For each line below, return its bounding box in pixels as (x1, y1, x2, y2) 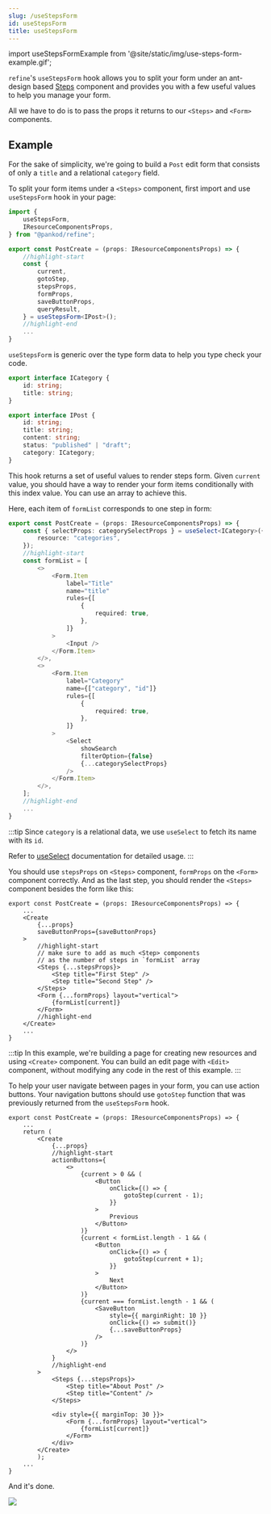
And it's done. (8, 1481, 55, 1491)
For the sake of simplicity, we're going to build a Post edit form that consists (8, 159, 261, 170)
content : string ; (23, 434, 81, 442)
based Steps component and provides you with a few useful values (32, 82, 256, 91)
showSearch (80, 744, 117, 752)
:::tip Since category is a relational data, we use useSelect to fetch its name (8, 826, 256, 836)
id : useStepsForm (8, 19, 67, 27)
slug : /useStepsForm (8, 11, 78, 20)
